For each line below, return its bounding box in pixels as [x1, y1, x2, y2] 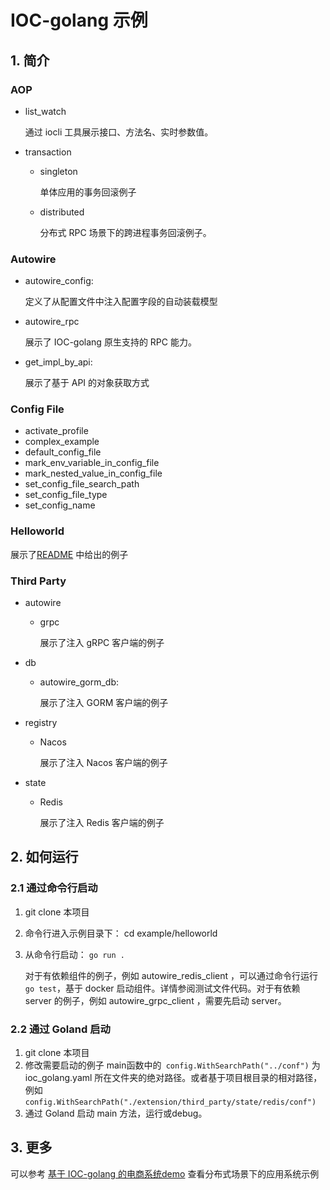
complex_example [24, 436, 100, 448]
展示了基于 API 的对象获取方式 [24, 377, 150, 389]
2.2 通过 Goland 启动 [10, 1022, 111, 1036]
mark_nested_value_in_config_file [24, 467, 163, 480]
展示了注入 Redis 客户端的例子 [39, 817, 165, 829]
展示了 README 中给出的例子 [10, 548, 129, 560]
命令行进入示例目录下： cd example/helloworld [24, 927, 218, 939]
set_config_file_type [24, 489, 108, 501]
